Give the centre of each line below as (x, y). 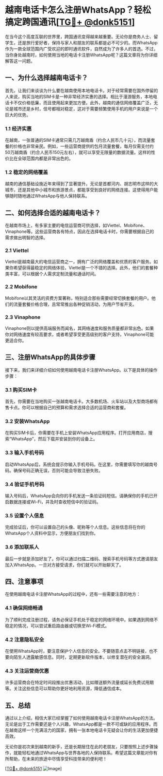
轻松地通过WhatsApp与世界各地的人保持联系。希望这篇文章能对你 (88, 753)
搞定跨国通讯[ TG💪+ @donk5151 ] (70, 22)
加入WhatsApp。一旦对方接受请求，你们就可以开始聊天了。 (64, 565)
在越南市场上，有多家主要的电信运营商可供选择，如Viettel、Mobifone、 (76, 226)
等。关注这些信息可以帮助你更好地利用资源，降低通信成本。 (65, 689)
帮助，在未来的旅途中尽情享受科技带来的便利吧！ (58, 759)
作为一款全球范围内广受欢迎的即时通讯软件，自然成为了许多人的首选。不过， (81, 49)
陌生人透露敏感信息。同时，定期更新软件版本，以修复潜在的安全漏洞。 (83, 657)
